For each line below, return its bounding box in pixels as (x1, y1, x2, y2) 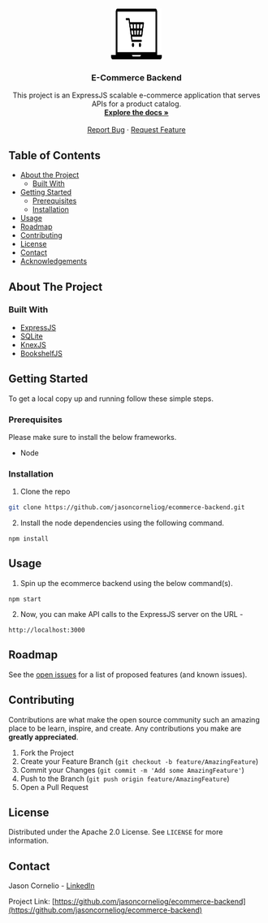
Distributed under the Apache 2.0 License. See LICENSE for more (8, 827, 223, 837)
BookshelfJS (19, 348, 63, 358)
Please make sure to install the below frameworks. (8, 432, 177, 442)
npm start (8, 595, 42, 603)
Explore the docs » (104, 108, 169, 118)
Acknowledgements (19, 257, 88, 266)
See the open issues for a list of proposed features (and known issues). (8, 670, 248, 679)
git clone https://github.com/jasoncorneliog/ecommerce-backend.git (8, 503, 245, 511)
